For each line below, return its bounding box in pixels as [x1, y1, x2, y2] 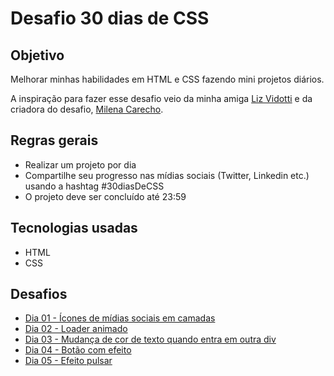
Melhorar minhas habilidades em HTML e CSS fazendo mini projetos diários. [10, 73, 325, 85]
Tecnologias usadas [10, 220, 138, 237]
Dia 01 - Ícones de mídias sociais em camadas [24, 312, 216, 324]
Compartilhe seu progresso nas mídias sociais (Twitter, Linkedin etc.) [24, 169, 310, 181]
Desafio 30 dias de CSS [10, 7, 210, 30]
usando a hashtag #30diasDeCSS [24, 180, 165, 192]
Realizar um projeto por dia [24, 158, 137, 171]
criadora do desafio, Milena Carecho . [10, 103, 164, 115]
